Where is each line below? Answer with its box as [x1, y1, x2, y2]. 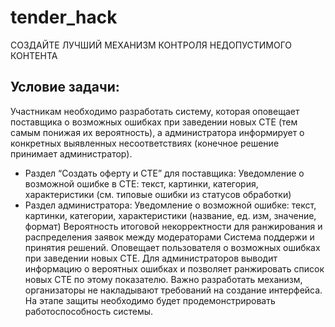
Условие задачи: [10, 79, 120, 96]
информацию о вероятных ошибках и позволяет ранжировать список [24, 262, 325, 275]
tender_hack [10, 6, 118, 29]
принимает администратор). [10, 147, 133, 160]
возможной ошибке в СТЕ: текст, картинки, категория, [24, 177, 259, 190]
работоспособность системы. [24, 305, 154, 317]
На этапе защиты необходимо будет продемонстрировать [24, 294, 276, 306]
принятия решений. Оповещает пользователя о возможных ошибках [24, 241, 321, 253]
